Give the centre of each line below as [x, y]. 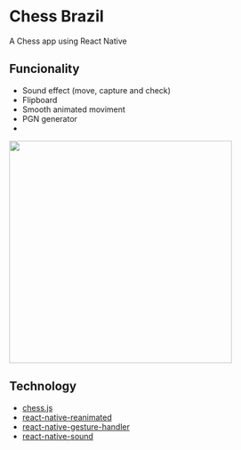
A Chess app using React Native [68, 41]
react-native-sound [57, 436]
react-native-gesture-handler [76, 426]
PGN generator [50, 118]
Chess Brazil [56, 16]
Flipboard [40, 100]
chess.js [37, 407]
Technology [43, 386]
